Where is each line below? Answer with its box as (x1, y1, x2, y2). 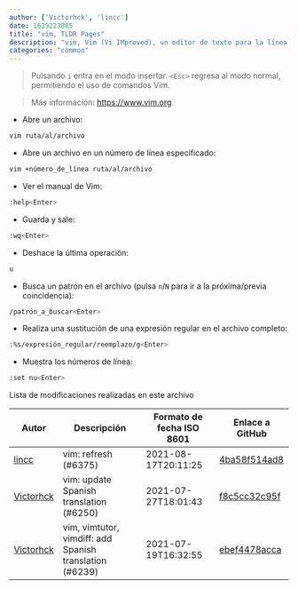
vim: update (62, 474, 113, 486)
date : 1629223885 (9, 21, 74, 30)
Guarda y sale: (21, 214, 75, 225)
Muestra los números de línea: (21, 356, 133, 367)
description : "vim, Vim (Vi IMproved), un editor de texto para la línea (9, 37, 288, 47)
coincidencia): (21, 290, 74, 300)
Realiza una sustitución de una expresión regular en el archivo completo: (21, 323, 288, 334)
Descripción (74, 422, 127, 434)
